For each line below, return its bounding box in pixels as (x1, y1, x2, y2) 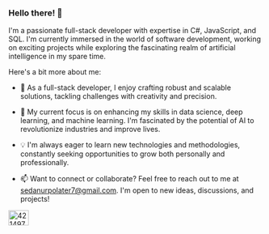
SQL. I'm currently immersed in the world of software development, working (8, 34, 261, 44)
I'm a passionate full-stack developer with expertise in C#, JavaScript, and (8, 26, 257, 36)
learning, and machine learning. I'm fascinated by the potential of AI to (19, 116, 254, 126)
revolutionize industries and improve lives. (19, 125, 161, 134)
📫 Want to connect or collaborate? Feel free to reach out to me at (19, 174, 240, 184)
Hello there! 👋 (8, 7, 63, 19)
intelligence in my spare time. (8, 52, 107, 62)
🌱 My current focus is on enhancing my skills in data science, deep (19, 107, 244, 117)
